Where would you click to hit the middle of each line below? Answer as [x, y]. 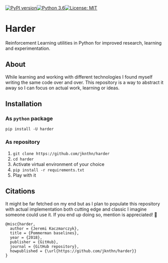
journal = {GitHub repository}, [45, 247]
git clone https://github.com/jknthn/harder [61, 154]
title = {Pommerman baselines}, [45, 233]
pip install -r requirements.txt [49, 170]
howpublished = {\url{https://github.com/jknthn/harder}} [73, 251]
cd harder [23, 159]
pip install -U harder [30, 129]
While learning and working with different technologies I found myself [79, 77]
